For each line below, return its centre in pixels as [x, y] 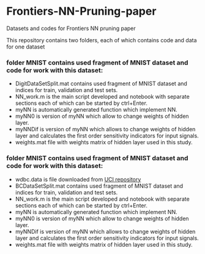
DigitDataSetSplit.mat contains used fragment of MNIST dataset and [101, 83]
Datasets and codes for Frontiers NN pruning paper [71, 28]
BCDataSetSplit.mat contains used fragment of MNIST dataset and [99, 186]
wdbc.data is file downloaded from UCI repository [78, 179]
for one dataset [26, 47]
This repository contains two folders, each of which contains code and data [102, 40]
